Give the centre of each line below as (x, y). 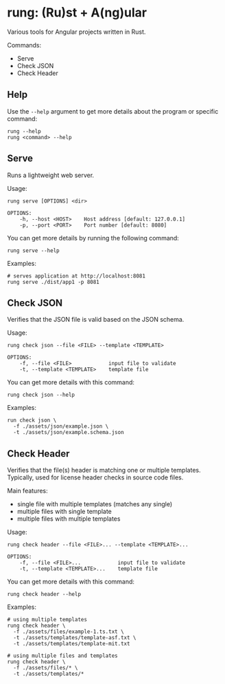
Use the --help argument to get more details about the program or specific (113, 111)
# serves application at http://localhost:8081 (76, 276)
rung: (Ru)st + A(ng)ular (77, 13)
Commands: (24, 45)
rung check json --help (41, 395)
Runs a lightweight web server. (51, 175)
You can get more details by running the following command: (93, 238)
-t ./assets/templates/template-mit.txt (72, 644)
